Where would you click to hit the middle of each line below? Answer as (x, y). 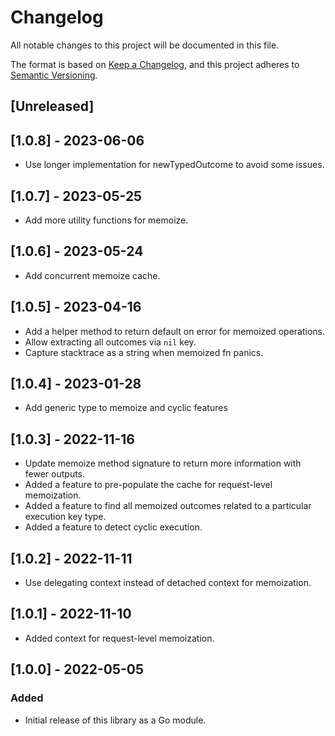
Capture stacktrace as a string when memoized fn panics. (144, 352)
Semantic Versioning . (54, 75)
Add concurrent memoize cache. (92, 275)
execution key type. (65, 517)
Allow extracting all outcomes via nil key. (110, 342)
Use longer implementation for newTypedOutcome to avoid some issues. (174, 165)
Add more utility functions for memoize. (106, 220)
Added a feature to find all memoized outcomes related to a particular (168, 506)
